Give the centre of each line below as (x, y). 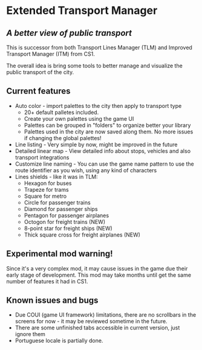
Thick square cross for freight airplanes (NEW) (82, 235)
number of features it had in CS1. (47, 281)
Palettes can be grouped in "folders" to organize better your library (107, 125)
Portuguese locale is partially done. (59, 341)
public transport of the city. (40, 72)
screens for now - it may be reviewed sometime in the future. (91, 321)
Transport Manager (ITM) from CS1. (50, 54)
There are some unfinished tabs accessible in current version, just (97, 328)
